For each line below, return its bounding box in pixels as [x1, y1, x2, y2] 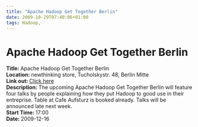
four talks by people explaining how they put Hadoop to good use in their [6, 90, 184, 97]
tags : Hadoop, [6, 20, 41, 26]
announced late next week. [6, 103, 72, 110]
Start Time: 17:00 [6, 109, 49, 116]
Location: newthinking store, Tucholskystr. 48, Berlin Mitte [6, 71, 149, 78]
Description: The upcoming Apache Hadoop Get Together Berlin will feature [6, 84, 193, 91]
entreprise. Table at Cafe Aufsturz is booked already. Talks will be [6, 96, 167, 104]
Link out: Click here [6, 78, 55, 85]
